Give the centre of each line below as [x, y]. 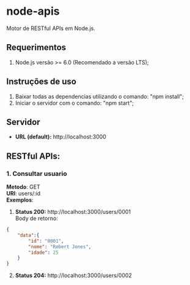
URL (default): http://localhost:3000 [61, 137]
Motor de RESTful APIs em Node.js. [51, 28]
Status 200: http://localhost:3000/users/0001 [73, 212]
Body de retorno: [36, 218]
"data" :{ [28, 235]
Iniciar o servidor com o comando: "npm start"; [75, 103]
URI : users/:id [24, 194]
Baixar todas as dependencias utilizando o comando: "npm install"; [100, 96]
